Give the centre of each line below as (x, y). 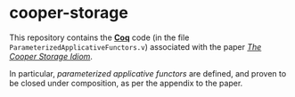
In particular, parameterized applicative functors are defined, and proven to (148, 73)
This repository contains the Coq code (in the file (99, 37)
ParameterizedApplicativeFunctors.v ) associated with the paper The (135, 46)
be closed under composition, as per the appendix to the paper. (126, 83)
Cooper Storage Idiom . (51, 56)
